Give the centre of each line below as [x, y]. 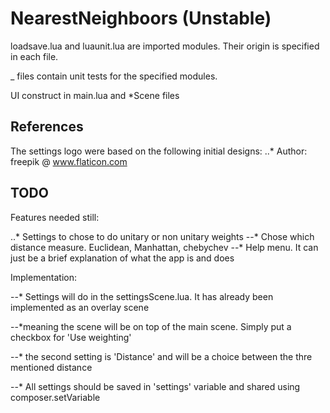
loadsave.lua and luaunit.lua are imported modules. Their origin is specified [165, 46]
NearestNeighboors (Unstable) [141, 18]
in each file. [34, 56]
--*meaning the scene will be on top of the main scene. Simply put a [151, 326]
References [47, 127]
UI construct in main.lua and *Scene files [95, 95]
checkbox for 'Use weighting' [71, 337]
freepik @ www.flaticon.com [69, 161]
